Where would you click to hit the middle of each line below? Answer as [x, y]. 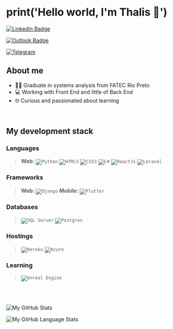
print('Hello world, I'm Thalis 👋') [87, 12]
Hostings [20, 236]
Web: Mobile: [50, 190]
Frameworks [25, 178]
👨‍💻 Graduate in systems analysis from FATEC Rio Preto [82, 85]
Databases [22, 207]
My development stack [50, 131]
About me [25, 71]
